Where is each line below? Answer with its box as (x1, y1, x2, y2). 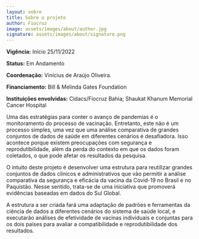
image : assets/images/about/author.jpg (6, 25, 107, 32)
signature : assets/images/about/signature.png (6, 32, 126, 38)
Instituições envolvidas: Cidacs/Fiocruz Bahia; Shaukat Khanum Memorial (6, 95, 193, 103)
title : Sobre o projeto (6, 15, 67, 21)
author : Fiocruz (6, 20, 47, 26)
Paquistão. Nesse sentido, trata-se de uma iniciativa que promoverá (6, 183, 175, 190)
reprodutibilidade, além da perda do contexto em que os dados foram (6, 146, 180, 153)
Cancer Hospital (6, 101, 47, 109)
